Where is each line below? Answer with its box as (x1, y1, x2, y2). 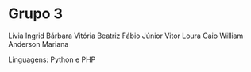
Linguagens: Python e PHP (8, 55, 96, 64)
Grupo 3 (8, 5, 64, 23)
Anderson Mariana (8, 39, 69, 48)
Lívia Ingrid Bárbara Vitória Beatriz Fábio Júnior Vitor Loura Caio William (8, 31, 244, 40)
